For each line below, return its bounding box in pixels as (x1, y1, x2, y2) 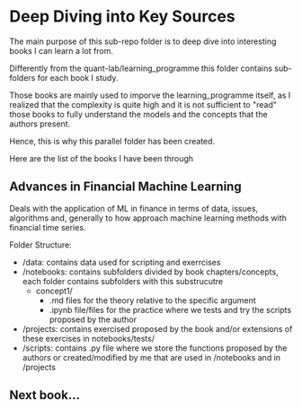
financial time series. (9, 222, 86, 232)
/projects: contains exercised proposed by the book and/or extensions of (22, 323, 293, 334)
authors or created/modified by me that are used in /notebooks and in (22, 352, 281, 362)
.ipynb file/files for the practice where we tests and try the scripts (49, 304, 292, 315)
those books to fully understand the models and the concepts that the (9, 109, 268, 119)
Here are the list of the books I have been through (9, 152, 194, 163)
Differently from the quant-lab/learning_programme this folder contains (9, 63, 272, 74)
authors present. (9, 118, 71, 129)
